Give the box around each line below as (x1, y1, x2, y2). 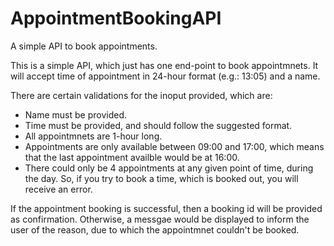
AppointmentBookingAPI (10, 7, 222, 30)
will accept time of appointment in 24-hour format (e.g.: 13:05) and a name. (10, 70, 321, 82)
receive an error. (24, 183, 93, 195)
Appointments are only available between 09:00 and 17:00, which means (24, 140, 325, 152)
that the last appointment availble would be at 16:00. (24, 151, 240, 163)
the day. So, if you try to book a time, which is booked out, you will (24, 172, 299, 184)
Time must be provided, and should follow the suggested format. (24, 119, 293, 131)
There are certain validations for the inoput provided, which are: (10, 89, 273, 101)
